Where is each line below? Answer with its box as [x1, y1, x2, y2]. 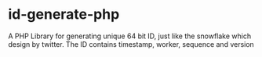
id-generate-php [8, 5, 120, 23]
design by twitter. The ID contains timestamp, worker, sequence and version [8, 39, 255, 48]
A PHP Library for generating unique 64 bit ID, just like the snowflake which [8, 31, 252, 41]
